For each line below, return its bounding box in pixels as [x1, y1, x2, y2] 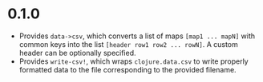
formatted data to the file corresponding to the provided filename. [18, 64, 237, 74]
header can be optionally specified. [18, 48, 137, 57]
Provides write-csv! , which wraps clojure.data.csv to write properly [18, 57, 249, 66]
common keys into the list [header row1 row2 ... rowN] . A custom [18, 39, 238, 49]
